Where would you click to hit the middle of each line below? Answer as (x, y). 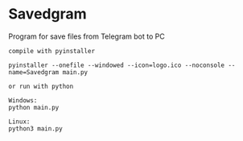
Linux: (19, 122)
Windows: (23, 100)
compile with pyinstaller (51, 51)
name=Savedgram (34, 72)
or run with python (41, 86)
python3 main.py (35, 129)
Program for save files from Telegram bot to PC (86, 36)
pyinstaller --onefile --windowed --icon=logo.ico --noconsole (117, 65)
